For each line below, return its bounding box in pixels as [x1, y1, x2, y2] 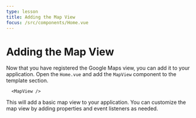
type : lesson [6, 8, 38, 15]
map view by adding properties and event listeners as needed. [6, 105, 159, 112]
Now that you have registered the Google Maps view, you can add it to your [6, 64, 190, 71]
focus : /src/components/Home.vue [6, 19, 89, 25]
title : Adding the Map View [6, 14, 76, 20]
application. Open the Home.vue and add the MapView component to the [6, 71, 176, 78]
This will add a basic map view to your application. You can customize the [6, 99, 187, 106]
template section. [6, 77, 49, 84]
